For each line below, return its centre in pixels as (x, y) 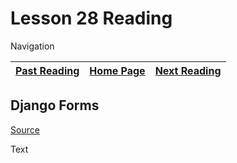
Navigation (32, 46)
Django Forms (55, 105)
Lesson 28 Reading (91, 18)
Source (25, 129)
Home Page (117, 70)
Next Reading (188, 70)
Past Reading (47, 70)
